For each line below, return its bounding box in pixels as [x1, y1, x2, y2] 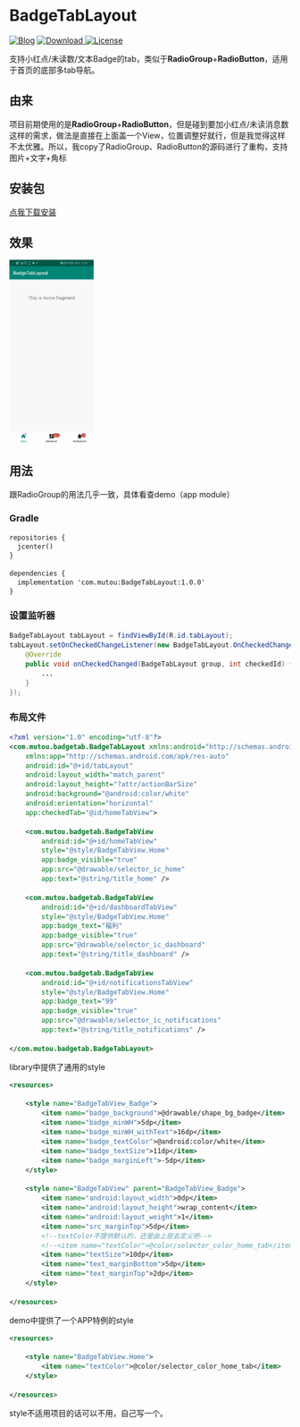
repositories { [9, 533, 66, 542]
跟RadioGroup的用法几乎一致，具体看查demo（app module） [9, 488, 235, 499]
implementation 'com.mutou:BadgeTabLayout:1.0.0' [17, 578, 205, 587]
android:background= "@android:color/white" [25, 789, 190, 799]
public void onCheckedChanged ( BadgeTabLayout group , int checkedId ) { [25, 659, 294, 669]
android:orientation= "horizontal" [25, 799, 154, 808]
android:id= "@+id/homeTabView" [41, 837, 158, 845]
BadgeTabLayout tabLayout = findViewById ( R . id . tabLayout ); [9, 632, 234, 641]
